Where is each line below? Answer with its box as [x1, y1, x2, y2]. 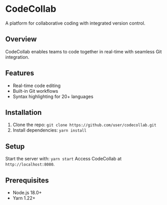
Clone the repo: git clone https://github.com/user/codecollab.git [12, 121, 157, 128]
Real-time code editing [12, 83, 61, 89]
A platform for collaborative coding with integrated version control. [5, 20, 146, 26]
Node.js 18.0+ [12, 190, 42, 195]
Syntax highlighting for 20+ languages [12, 93, 93, 99]
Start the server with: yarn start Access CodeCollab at [5, 156, 122, 162]
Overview [5, 35, 37, 44]
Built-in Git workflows [12, 88, 59, 94]
